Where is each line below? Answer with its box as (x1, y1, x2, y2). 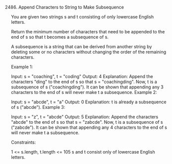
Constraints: (11, 139, 36, 145)
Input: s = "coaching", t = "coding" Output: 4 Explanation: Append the (11, 74, 153, 79)
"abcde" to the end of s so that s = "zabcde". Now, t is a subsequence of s (11, 119, 163, 125)
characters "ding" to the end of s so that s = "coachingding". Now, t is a (11, 79, 157, 84)
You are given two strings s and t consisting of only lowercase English (11, 14, 154, 19)
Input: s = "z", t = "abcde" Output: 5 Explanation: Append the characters (11, 114, 159, 120)
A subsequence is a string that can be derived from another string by (11, 44, 152, 49)
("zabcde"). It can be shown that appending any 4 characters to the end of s (11, 124, 167, 130)
